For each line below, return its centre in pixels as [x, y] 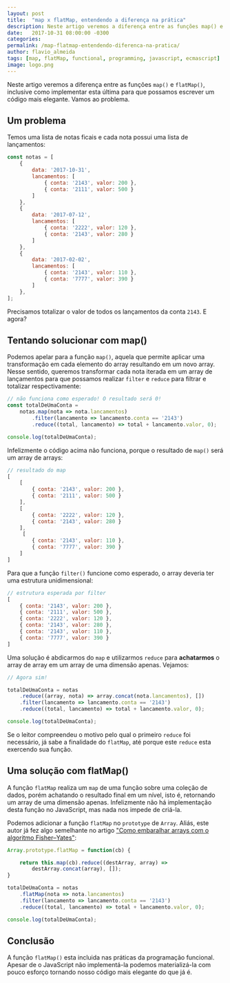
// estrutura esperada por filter [57, 593]
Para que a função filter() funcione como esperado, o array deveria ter [111, 573]
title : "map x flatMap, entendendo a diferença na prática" [97, 20]
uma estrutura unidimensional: [50, 580]
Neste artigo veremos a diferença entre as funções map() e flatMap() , [106, 84]
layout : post [26, 13]
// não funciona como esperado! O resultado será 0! [84, 399]
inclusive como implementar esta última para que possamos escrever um [111, 92]
